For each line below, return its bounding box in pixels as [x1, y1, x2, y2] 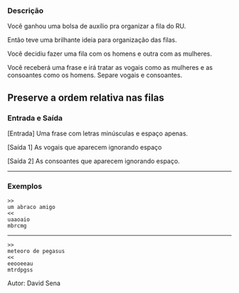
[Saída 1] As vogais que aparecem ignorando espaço [7, 143, 162, 151]
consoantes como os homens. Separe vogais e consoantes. [7, 71, 183, 80]
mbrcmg [7, 222, 27, 230]
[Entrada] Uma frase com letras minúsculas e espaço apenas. [7, 129, 188, 138]
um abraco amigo [7, 204, 55, 211]
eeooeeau [7, 260, 33, 267]
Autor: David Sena [7, 279, 60, 287]
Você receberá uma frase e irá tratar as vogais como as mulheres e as [7, 63, 213, 72]
